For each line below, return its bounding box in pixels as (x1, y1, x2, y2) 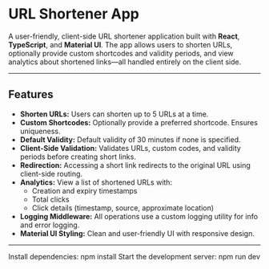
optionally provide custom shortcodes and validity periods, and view (8, 48, 234, 58)
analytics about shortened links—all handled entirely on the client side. (8, 57, 242, 67)
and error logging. (19, 220, 80, 230)
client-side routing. (19, 169, 82, 178)
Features (8, 88, 54, 101)
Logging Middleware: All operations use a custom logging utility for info (19, 211, 259, 221)
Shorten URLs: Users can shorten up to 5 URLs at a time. (19, 109, 209, 119)
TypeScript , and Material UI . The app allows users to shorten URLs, (8, 39, 233, 49)
